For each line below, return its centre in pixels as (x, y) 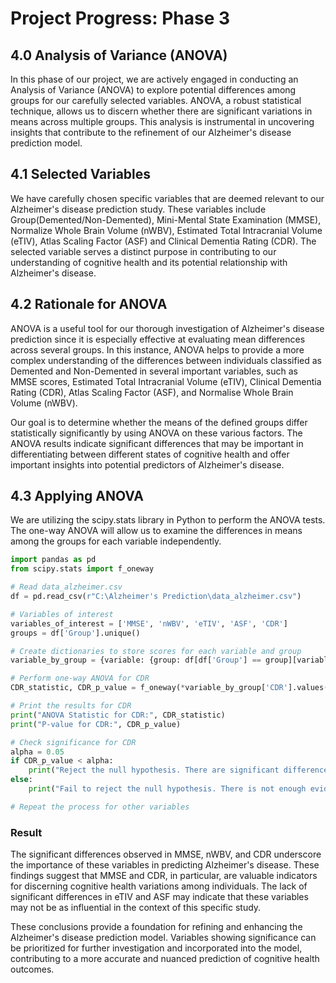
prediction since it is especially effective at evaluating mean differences (158, 339)
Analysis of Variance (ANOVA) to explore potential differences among (153, 90)
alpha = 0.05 (37, 752)
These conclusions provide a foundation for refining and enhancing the (156, 927)
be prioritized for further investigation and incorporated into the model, (156, 948)
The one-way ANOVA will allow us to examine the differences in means (156, 531)
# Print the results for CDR (71, 706)
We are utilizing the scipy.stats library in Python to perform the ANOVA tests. (168, 520)
